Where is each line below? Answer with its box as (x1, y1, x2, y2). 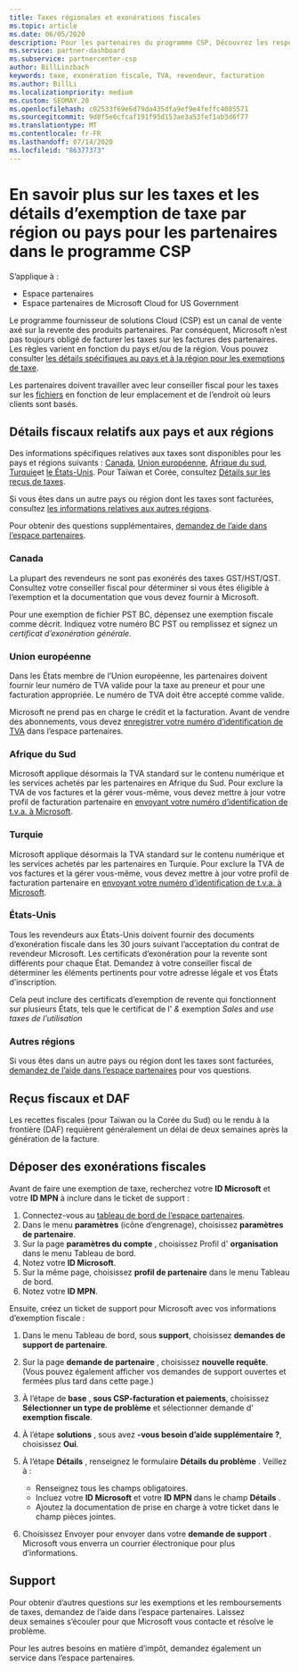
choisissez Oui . (21, 1438, 79, 1449)
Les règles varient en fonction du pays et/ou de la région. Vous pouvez (9, 343, 269, 354)
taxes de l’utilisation (9, 1012, 83, 1023)
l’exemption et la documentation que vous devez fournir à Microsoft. (9, 591, 260, 603)
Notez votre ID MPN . (21, 1285, 98, 1296)
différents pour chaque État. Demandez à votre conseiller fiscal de (9, 957, 252, 969)
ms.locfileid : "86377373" (9, 146, 105, 154)
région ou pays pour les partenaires (9, 222, 279, 242)
